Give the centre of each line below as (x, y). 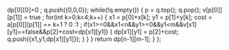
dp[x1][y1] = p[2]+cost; (147, 32)
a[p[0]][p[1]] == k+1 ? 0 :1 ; (45, 24)
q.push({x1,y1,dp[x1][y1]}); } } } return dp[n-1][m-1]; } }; (84, 39)
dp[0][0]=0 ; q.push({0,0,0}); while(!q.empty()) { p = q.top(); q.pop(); (104, 10)
